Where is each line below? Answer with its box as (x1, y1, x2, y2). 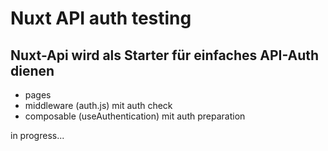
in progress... (10, 130, 65, 141)
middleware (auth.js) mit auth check (24, 100, 173, 111)
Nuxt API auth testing (10, 7, 192, 30)
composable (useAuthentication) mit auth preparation (24, 110, 246, 122)
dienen (10, 62, 55, 79)
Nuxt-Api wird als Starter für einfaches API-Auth (10, 47, 320, 64)
